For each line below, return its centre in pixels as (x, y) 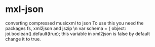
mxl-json (25, 9)
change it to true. (23, 39)
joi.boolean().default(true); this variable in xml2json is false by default (78, 33)
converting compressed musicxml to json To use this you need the (74, 23)
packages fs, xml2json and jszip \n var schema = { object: (66, 28)
